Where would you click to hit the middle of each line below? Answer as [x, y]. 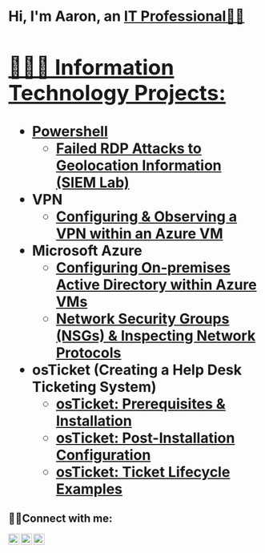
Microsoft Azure [87, 250]
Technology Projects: [117, 93]
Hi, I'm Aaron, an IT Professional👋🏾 [126, 16]
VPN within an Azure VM [139, 234]
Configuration [103, 455]
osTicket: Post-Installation [145, 438]
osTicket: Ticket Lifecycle [143, 472]
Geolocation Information [139, 165]
